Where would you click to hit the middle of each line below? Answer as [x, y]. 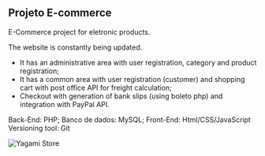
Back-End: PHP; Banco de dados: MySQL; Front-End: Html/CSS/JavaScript [129, 119]
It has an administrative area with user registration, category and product [138, 62]
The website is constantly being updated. [75, 47]
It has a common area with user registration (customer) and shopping [132, 79]
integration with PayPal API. [65, 104]
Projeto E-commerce [60, 13]
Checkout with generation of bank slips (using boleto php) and [121, 96]
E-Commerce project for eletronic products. [79, 32]
